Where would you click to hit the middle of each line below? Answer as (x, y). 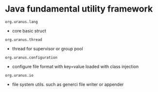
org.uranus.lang (21, 22)
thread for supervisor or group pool (48, 48)
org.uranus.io (19, 75)
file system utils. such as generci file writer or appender (68, 84)
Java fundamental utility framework (79, 9)
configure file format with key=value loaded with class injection (75, 66)
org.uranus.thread (24, 40)
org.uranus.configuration (31, 57)
